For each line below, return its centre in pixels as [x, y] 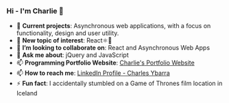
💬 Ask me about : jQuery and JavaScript [72, 55]
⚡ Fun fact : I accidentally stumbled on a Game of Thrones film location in [119, 83]
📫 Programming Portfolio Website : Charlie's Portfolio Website [105, 63]
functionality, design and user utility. [68, 33]
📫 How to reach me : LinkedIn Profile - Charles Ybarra [93, 73]
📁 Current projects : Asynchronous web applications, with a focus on [113, 26]
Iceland [27, 93]
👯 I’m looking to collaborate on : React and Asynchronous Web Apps [113, 48]
